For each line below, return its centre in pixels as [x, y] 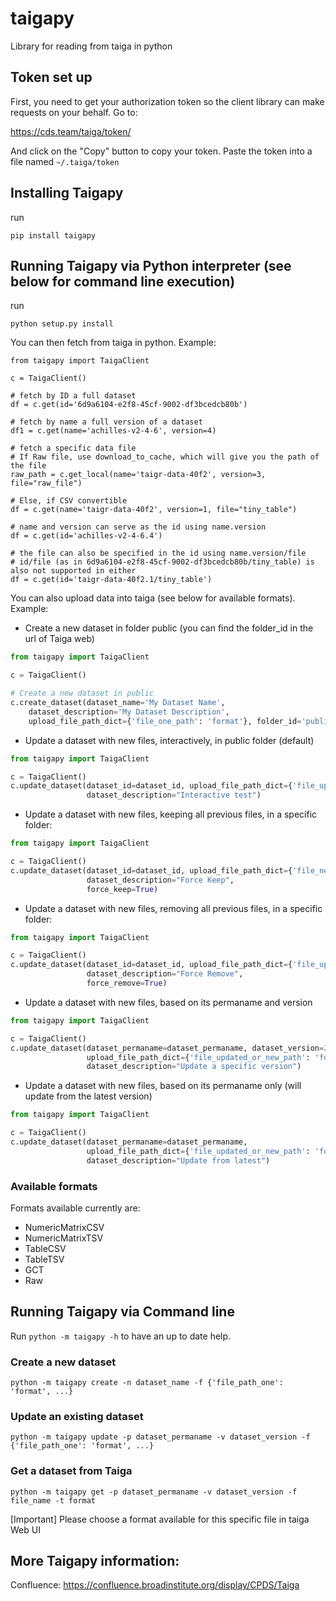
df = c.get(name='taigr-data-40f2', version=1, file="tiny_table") [154, 510]
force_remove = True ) [127, 983]
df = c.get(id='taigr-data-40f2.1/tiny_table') [111, 580]
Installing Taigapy [67, 193]
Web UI [25, 1529]
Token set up [51, 77]
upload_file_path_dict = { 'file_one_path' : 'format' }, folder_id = [165, 721]
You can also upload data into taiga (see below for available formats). [153, 598]
